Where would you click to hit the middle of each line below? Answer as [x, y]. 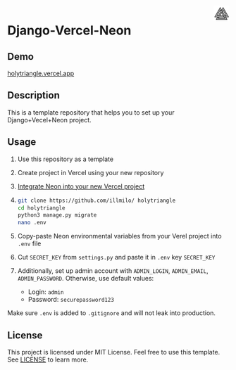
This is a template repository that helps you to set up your [91, 112]
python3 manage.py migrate [57, 215]
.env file [29, 243]
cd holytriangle [41, 208]
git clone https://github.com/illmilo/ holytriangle [97, 200]
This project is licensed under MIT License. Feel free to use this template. [114, 352]
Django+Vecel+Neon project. [49, 120]
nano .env [32, 223]
